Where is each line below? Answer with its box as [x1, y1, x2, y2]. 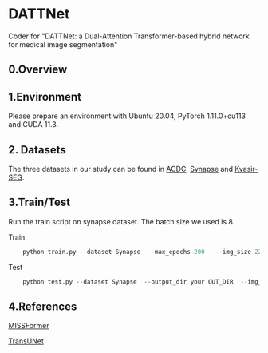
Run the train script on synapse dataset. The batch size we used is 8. [8, 216, 235, 226]
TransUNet [8, 336, 44, 346]
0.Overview [8, 63, 68, 77]
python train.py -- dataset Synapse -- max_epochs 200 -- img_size [22, 248, 251, 256]
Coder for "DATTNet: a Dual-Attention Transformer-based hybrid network [8, 31, 250, 41]
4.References [8, 299, 77, 313]
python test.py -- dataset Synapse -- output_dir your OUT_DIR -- [22, 277, 248, 286]
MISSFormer [8, 321, 49, 331]
